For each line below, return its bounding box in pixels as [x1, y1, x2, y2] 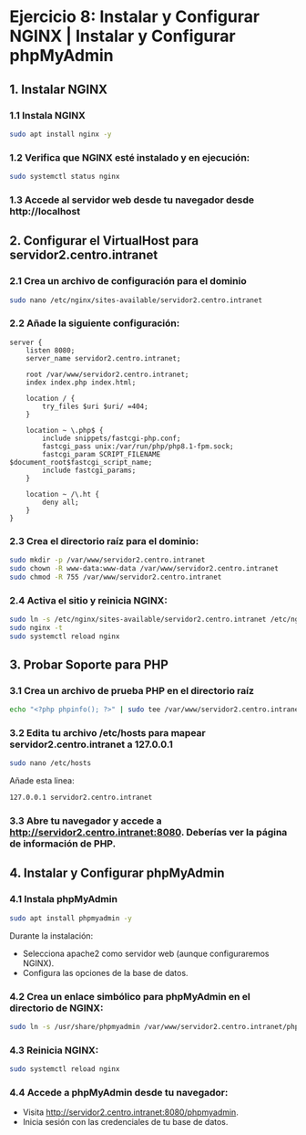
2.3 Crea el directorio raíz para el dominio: [9, 534, 199, 547]
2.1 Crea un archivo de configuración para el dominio [9, 275, 248, 288]
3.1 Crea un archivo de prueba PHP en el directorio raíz [9, 684, 255, 697]
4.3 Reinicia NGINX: [9, 1044, 99, 1056]
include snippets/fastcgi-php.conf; [42, 434, 181, 443]
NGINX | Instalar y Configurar [9, 26, 236, 47]
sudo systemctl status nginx [9, 172, 120, 182]
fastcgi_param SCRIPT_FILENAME [42, 449, 161, 458]
